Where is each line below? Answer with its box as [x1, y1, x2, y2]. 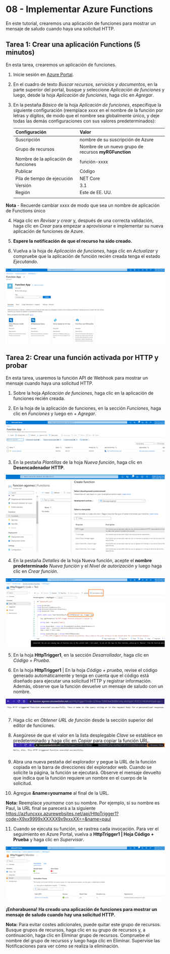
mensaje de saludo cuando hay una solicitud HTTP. [6, 912, 116, 918]
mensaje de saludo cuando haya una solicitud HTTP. [6, 25, 115, 31]
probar [6, 361, 28, 370]
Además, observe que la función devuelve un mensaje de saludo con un [13, 684, 163, 690]
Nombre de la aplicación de [15, 156, 73, 162]
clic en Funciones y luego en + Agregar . [13, 411, 96, 417]
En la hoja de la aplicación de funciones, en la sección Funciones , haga [13, 405, 161, 411]
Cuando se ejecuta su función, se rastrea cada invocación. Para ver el [13, 826, 159, 832]
